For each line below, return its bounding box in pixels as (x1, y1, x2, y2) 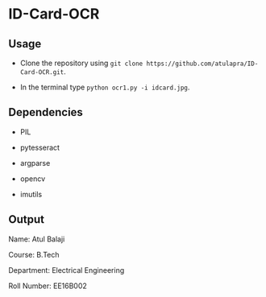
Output (8, 212, 44, 226)
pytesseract (19, 142, 60, 152)
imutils (19, 189, 43, 199)
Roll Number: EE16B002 (8, 281, 87, 291)
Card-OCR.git (19, 68, 64, 76)
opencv (19, 174, 46, 184)
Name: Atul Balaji (8, 234, 65, 244)
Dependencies (8, 105, 83, 119)
